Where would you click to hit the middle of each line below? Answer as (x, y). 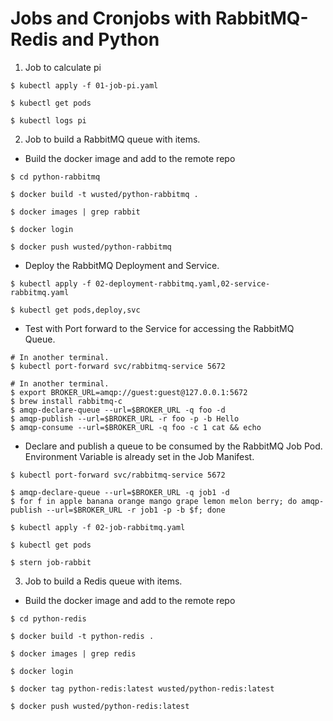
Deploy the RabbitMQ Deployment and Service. (122, 265)
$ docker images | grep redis (73, 653)
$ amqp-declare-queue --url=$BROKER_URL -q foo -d (118, 410)
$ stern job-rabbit (51, 562)
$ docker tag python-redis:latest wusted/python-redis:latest (142, 688)
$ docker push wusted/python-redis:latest (100, 706)
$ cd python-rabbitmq (55, 177)
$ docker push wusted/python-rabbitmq (91, 247)
